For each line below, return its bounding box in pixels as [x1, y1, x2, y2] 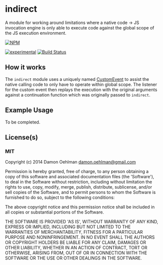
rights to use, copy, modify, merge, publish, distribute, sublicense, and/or [5, 184, 152, 190]
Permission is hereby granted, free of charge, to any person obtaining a [5, 169, 149, 174]
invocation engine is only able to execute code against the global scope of [5, 24, 155, 30]
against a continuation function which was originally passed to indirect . [5, 92, 150, 97]
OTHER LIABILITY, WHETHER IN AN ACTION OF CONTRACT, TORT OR [5, 245, 147, 251]
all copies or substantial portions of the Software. [5, 209, 104, 215]
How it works [5, 63, 46, 72]
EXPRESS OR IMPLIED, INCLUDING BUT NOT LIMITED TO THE [5, 224, 131, 230]
